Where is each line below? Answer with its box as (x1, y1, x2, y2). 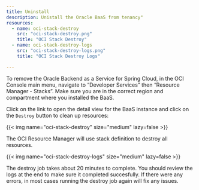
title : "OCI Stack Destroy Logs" (17, 53, 101, 59)
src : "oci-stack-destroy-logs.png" (17, 48, 106, 54)
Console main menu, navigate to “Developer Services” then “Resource (6, 81, 180, 88)
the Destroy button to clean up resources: (6, 112, 109, 119)
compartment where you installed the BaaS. (6, 94, 114, 101)
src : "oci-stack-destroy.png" (17, 31, 93, 37)
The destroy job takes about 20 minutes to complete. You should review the (6, 164, 193, 171)
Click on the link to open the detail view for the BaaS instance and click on (6, 105, 189, 112)
